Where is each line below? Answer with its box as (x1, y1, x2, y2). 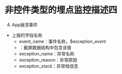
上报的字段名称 (11, 32, 42, 38)
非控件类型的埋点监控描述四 (4, 4, 118, 16)
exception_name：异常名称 (19, 50, 75, 57)
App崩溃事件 (11, 22, 38, 28)
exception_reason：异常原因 (19, 57, 78, 63)
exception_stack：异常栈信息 (19, 63, 79, 69)
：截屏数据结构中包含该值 (19, 44, 72, 50)
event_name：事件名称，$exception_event (19, 38, 106, 44)
